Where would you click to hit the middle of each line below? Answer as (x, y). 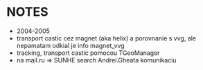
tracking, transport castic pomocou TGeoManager (88, 53)
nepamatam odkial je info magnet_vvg (71, 45)
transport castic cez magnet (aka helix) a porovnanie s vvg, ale (106, 38)
